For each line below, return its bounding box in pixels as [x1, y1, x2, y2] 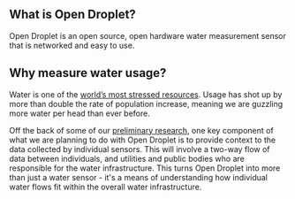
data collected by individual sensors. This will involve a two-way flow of [9, 143, 271, 154]
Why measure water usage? [9, 65, 167, 80]
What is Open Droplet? [9, 7, 137, 22]
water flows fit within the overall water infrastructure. [9, 181, 202, 192]
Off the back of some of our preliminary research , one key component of [9, 125, 274, 135]
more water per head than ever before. [9, 108, 150, 119]
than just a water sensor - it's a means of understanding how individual [9, 172, 268, 182]
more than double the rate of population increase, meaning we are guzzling [9, 98, 284, 109]
